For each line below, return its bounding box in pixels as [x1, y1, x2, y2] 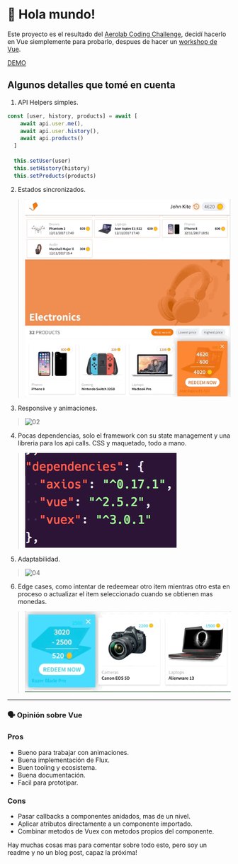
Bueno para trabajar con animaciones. [17, 748, 130, 756]
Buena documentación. [17, 771, 86, 779]
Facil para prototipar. [17, 778, 79, 787]
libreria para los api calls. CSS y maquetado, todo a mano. [17, 439, 187, 448]
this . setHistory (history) [13, 164, 91, 172]
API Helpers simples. [17, 98, 79, 106]
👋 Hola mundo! [7, 6, 96, 23]
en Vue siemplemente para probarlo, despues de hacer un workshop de [7, 37, 217, 45]
